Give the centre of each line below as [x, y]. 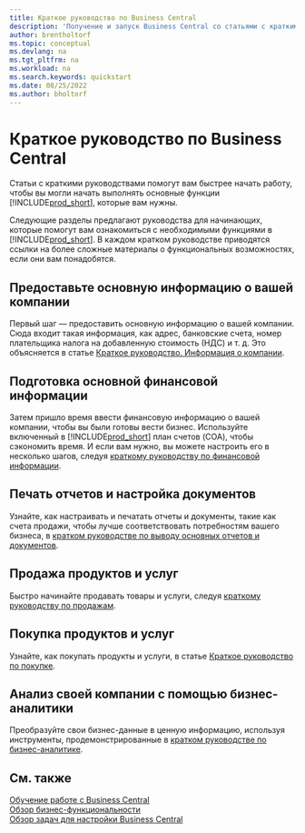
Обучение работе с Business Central [79, 800]
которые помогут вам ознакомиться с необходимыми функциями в [141, 230]
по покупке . [33, 666]
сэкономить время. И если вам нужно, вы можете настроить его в [139, 447]
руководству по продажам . [63, 605]
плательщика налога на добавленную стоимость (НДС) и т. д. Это [138, 343]
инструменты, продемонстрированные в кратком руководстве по [138, 740]
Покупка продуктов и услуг [92, 634]
